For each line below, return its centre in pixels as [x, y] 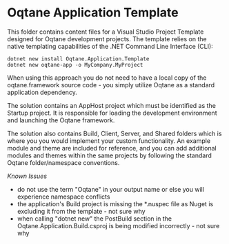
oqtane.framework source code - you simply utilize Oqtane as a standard [111, 85]
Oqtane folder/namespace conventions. [63, 162]
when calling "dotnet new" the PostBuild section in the [94, 219]
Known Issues [27, 176]
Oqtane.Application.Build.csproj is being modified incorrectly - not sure [118, 225]
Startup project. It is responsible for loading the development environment [112, 113]
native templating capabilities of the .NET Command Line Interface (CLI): [110, 46]
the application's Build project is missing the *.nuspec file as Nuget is [115, 203]
